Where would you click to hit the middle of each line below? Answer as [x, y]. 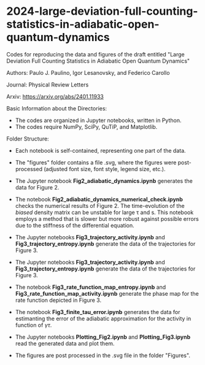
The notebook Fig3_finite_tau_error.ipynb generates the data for [98, 312]
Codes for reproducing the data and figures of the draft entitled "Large [96, 54]
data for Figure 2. [37, 187]
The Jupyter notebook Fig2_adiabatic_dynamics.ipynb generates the [104, 181]
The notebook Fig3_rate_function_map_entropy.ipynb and [91, 287]
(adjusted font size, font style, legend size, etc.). [105, 169]
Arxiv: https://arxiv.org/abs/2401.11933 [55, 96]
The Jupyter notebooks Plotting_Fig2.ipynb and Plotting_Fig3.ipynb [103, 337]
